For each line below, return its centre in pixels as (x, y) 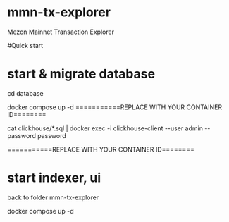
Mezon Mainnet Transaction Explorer (61, 32)
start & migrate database (81, 74)
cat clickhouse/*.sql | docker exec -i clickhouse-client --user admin (105, 128)
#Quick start (25, 45)
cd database (25, 93)
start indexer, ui (54, 178)
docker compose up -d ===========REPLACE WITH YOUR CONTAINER (115, 107)
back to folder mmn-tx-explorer (53, 197)
